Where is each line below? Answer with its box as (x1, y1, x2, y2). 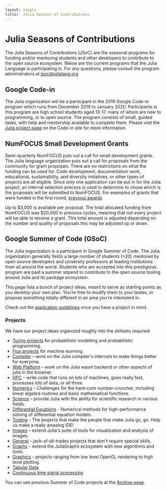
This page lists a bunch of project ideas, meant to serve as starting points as (5, 284, 162, 290)
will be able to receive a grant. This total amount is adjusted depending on (5, 215, 156, 221)
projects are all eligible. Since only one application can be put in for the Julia (5, 179, 161, 185)
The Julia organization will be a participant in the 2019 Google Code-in (5, 98, 149, 104)
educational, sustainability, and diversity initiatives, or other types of (5, 174, 145, 180)
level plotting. (12, 459, 40, 465)
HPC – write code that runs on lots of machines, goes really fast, (12, 375, 144, 381)
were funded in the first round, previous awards (5, 195, 103, 201)
